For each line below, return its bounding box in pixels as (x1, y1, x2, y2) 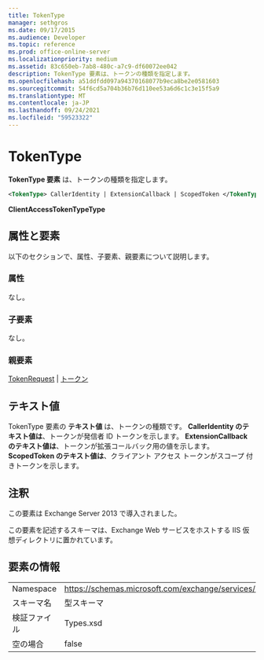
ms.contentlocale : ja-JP (8, 99, 90, 107)
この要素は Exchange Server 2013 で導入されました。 (8, 508, 182, 519)
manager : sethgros (8, 19, 68, 27)
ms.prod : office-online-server (8, 48, 111, 56)
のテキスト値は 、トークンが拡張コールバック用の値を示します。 (8, 442, 214, 451)
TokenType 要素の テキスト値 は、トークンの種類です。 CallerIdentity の (8, 422, 243, 431)
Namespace (12, 583, 57, 594)
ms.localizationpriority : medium (8, 56, 118, 64)
